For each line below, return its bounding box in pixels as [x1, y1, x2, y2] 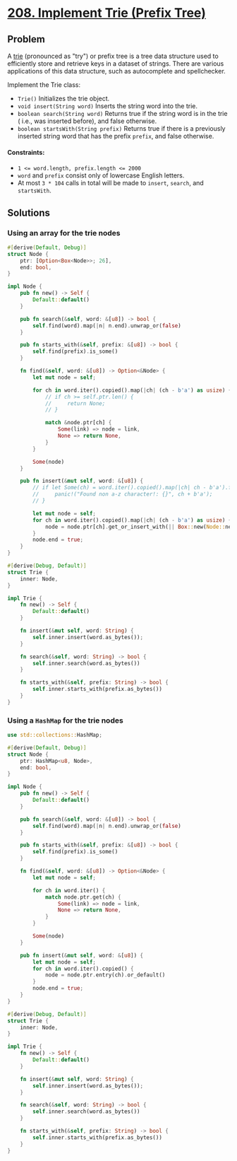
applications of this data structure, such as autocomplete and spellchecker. [7, 67, 226, 75]
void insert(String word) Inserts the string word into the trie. [17, 102, 198, 110]
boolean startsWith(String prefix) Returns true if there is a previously [17, 124, 226, 132]
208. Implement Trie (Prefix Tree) [7, 5, 206, 21]
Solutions [7, 206, 51, 218]
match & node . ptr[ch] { [44, 419, 112, 426]
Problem [7, 33, 46, 45]
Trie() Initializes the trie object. [17, 94, 110, 103]
